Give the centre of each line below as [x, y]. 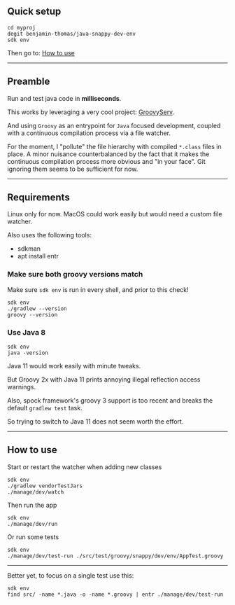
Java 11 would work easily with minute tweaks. [74, 366]
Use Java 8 [27, 332]
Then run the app [32, 505]
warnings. [22, 387]
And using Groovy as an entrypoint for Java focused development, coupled [114, 125]
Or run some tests [33, 537]
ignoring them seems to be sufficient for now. [73, 169]
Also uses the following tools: [50, 235]
